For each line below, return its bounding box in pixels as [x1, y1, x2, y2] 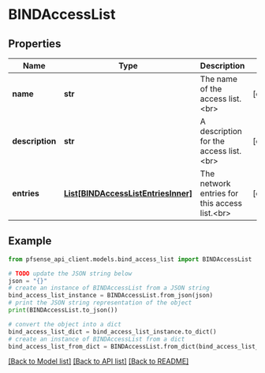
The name [200, 73, 238, 84]
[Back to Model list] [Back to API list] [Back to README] [8, 356, 189, 366]
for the [200, 136, 225, 147]
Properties [8, 37, 62, 50]
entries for [200, 188, 239, 199]
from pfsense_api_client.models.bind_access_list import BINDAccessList [8, 255, 252, 263]
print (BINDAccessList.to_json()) [8, 306, 118, 315]
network [200, 178, 231, 188]
